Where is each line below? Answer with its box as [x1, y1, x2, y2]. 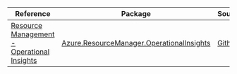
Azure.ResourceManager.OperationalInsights [61, 38, 211, 47]
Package [121, 9, 152, 18]
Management [11, 29, 55, 39]
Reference [15, 9, 51, 18]
